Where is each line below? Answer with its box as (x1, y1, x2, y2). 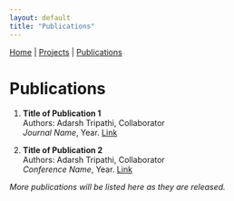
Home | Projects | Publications (9, 46, 122, 57)
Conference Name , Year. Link (22, 164, 133, 175)
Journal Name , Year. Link (22, 128, 118, 139)
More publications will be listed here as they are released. (9, 182, 226, 193)
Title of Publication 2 (22, 145, 103, 156)
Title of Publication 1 (22, 108, 102, 119)
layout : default (9, 13, 71, 23)
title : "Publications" (9, 22, 95, 31)
